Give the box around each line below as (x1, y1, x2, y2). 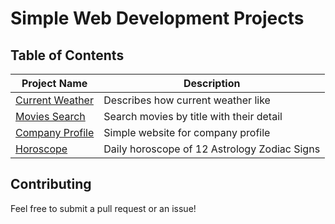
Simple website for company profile (103, 126, 271, 139)
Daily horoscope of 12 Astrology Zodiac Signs (103, 142, 321, 156)
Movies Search (15, 110, 86, 123)
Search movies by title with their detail (103, 110, 283, 123)
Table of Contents (10, 47, 125, 64)
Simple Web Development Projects (10, 7, 305, 30)
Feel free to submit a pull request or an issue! (10, 202, 197, 214)
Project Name (21, 77, 88, 90)
